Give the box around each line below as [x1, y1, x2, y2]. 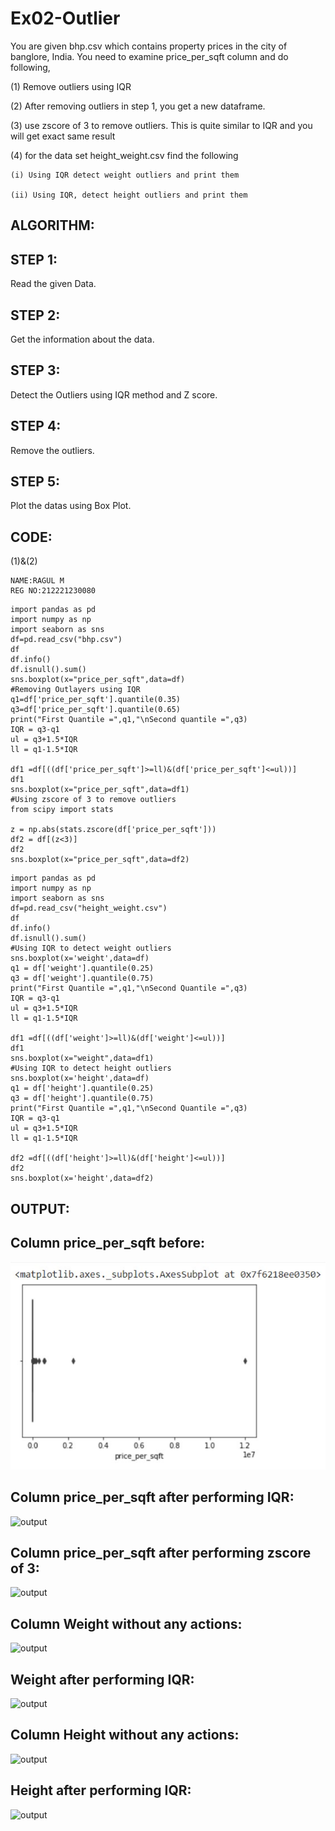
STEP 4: [10, 418, 62, 435]
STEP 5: [10, 473, 61, 490]
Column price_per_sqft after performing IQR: [10, 1489, 295, 1506]
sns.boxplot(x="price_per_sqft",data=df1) [10, 785, 190, 795]
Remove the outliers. [10, 444, 95, 456]
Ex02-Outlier [10, 7, 121, 30]
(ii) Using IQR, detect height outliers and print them [10, 190, 248, 200]
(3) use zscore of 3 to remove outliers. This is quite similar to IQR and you [10, 119, 313, 131]
